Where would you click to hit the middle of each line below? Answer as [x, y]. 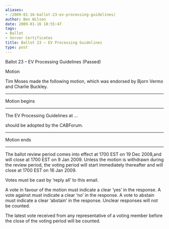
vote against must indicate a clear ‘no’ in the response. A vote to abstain [80, 195]
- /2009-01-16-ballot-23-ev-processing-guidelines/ [60, 15]
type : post [17, 47]
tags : [11, 29]
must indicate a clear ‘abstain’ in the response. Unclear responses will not [82, 200]
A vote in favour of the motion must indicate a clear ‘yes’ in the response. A [83, 190]
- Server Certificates [29, 38]
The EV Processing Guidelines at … [41, 115]
